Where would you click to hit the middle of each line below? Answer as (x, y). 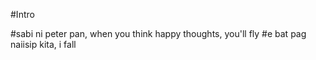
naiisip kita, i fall (43, 44)
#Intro (22, 14)
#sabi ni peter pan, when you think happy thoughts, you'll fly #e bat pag (158, 33)
